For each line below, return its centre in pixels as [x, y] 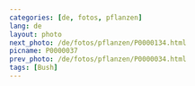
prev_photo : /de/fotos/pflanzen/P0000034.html [98, 59]
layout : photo [36, 34]
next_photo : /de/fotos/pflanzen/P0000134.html [98, 43]
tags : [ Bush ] [34, 68]
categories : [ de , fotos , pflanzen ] [76, 17]
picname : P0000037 [44, 51]
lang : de [26, 26]
